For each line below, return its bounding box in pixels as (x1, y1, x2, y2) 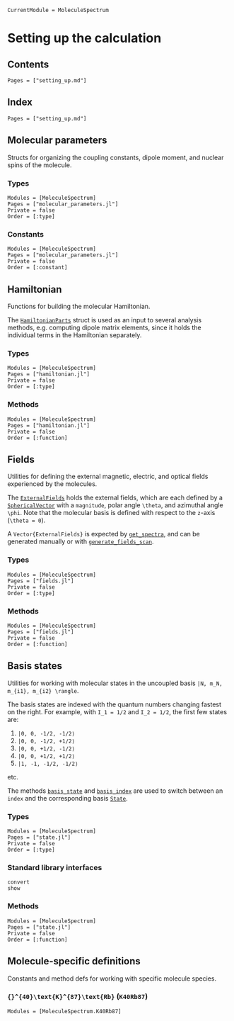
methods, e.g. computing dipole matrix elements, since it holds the (7, 323, 201, 332)
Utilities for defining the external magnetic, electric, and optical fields (7, 472, 209, 481)
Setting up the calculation (7, 30, 162, 46)
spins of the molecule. (7, 160, 72, 169)
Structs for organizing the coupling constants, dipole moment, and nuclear (7, 153, 224, 162)
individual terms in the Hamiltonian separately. (7, 331, 142, 339)
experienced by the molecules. (7, 480, 98, 488)
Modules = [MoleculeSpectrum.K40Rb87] (7, 1008, 122, 1015)
